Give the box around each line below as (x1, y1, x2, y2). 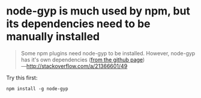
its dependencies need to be (6, 17, 151, 31)
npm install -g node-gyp (6, 85, 68, 91)
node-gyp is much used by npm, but (6, 4, 191, 18)
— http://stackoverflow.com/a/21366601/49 (20, 62, 128, 70)
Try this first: (6, 74, 38, 81)
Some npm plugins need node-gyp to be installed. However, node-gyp (20, 49, 196, 57)
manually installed (6, 30, 100, 43)
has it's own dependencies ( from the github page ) (20, 56, 145, 63)
